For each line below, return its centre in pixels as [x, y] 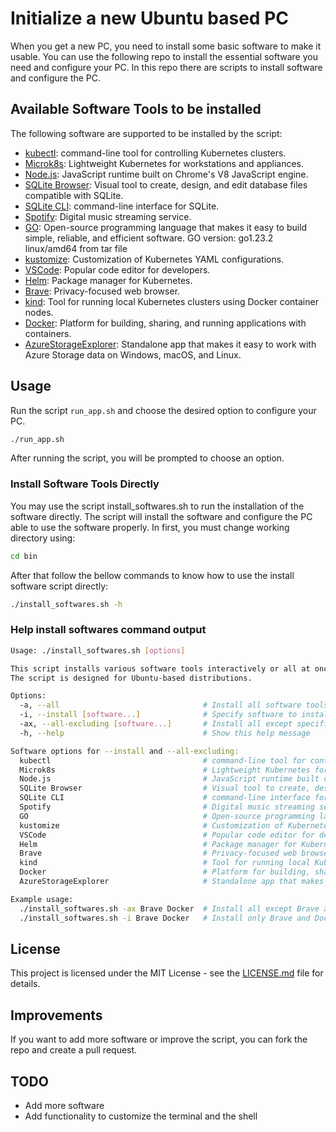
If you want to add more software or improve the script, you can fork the [159, 1039]
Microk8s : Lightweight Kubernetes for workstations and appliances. [164, 163]
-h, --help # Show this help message [165, 733]
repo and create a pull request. [74, 1050]
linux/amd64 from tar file [76, 248]
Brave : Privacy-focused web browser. [102, 291]
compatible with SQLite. [74, 195]
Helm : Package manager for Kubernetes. [108, 280]
